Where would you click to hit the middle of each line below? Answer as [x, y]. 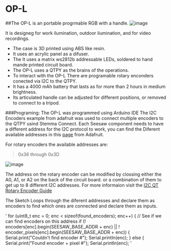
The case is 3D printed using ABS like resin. [59, 48]
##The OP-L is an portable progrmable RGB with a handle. [67, 23]
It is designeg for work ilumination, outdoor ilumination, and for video [78, 33]
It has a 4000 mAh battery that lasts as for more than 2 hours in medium [89, 86]
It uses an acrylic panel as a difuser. [51, 54]
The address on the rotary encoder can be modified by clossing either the [83, 174]
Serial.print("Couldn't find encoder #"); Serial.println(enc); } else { [75, 237]
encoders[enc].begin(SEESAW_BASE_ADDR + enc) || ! [63, 226]
